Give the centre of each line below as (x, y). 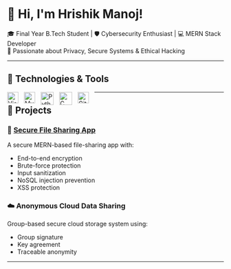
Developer (22, 43)
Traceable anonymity (47, 252)
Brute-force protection (49, 166)
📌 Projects (30, 111)
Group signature (40, 237)
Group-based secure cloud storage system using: (77, 223)
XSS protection (38, 188)
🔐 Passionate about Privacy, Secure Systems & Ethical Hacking (96, 50)
